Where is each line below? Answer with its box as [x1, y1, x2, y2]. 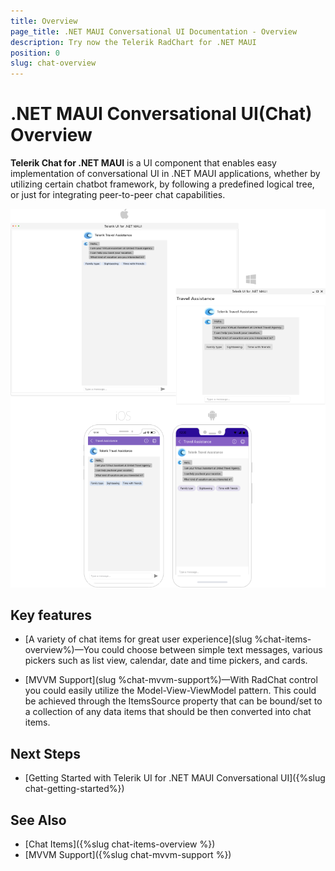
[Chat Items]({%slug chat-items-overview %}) [24, 838, 216, 850]
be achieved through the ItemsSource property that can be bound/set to [24, 695, 323, 707]
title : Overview [10, 16, 78, 26]
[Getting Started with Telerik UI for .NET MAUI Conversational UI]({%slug [24, 772, 326, 784]
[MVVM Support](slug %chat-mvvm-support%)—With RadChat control [24, 674, 318, 686]
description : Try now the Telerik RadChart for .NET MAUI [10, 37, 257, 47]
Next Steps [10, 745, 81, 762]
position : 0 [10, 48, 60, 58]
